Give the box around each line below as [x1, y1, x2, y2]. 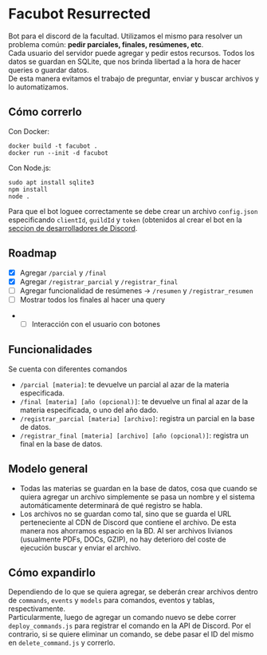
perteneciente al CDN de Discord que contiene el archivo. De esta [19, 517, 237, 527]
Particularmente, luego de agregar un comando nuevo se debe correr [8, 613, 237, 622]
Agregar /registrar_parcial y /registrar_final [19, 276, 179, 286]
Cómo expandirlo [8, 566, 96, 579]
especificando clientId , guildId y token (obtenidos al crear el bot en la [8, 215, 242, 224]
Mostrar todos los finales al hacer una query [19, 295, 166, 304]
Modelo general [8, 462, 88, 476]
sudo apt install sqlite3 [8, 178, 94, 186]
